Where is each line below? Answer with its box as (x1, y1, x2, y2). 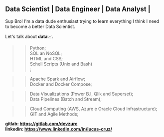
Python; (29, 45, 46, 51)
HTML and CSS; (29, 55, 63, 61)
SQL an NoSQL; (29, 50, 62, 56)
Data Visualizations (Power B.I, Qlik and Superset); (29, 91, 134, 97)
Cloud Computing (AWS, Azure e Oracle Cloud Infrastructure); (29, 106, 158, 112)
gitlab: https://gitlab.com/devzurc (5, 121, 78, 127)
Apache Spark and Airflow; (29, 76, 86, 82)
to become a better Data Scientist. (5, 23, 76, 29)
